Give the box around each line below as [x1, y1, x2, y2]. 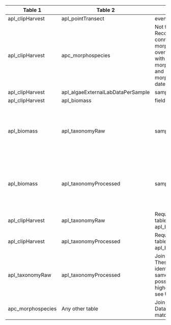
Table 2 [96, 7, 116, 13]
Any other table [61, 305, 98, 312]
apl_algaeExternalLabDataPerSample [61, 89, 150, 95]
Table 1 [22, 7, 42, 13]
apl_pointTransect [61, 15, 104, 22]
